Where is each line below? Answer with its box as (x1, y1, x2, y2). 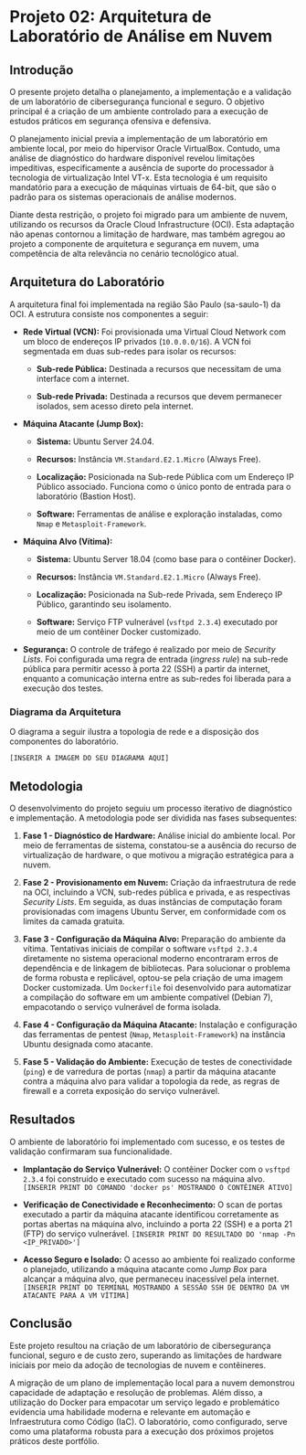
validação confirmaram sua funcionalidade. (9, 1145, 173, 1157)
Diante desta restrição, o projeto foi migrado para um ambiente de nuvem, (9, 209, 288, 220)
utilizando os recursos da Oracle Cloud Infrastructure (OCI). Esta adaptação (9, 219, 295, 229)
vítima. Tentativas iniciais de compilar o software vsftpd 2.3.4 (22, 943, 258, 954)
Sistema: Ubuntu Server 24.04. (36, 436, 155, 447)
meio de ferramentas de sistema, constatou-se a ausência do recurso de (22, 839, 297, 851)
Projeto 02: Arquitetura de (9, 6, 212, 27)
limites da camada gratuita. (22, 916, 125, 927)
